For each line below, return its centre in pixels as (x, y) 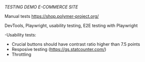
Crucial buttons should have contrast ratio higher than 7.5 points (76, 44)
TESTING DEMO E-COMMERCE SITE (41, 7)
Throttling (21, 54)
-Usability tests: (20, 35)
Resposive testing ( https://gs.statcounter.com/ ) (59, 49)
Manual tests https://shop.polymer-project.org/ (52, 16)
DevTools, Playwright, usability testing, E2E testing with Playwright (71, 25)
